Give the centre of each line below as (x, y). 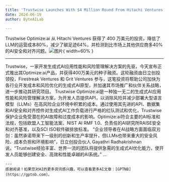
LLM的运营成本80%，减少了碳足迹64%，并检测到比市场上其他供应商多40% (84, 45)
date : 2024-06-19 (23, 15)
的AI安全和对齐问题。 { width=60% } (50, 51)
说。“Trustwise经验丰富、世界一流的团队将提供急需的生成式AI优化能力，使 (82, 148)
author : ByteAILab (24, 19)
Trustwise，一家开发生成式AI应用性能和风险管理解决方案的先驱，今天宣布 (81, 66)
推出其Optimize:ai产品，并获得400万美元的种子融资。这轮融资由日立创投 (85, 73)
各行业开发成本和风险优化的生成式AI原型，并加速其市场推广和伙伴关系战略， (84, 85)
